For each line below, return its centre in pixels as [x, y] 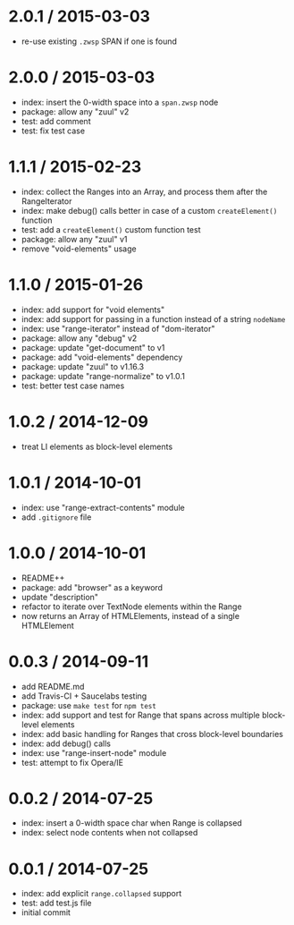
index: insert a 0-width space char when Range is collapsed [131, 823]
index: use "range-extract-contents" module [103, 507]
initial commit [46, 912]
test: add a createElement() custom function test [111, 229]
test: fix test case [53, 131]
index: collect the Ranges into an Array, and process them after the [144, 191]
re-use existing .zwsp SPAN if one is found [99, 41]
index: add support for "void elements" [93, 310]
